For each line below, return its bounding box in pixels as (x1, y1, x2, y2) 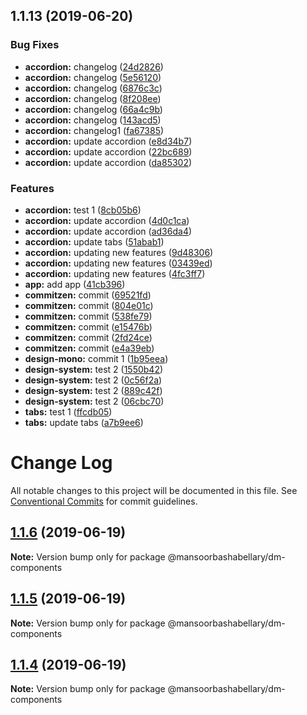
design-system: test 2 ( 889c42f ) (24, 384, 163, 396)
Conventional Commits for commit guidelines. (10, 495, 198, 507)
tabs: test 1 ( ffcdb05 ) (24, 405, 113, 418)
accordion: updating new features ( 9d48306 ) (24, 246, 214, 258)
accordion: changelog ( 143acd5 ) (24, 114, 162, 126)
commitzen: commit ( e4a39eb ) (24, 342, 155, 354)
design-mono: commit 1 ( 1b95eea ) (24, 352, 169, 364)
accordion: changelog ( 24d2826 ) (24, 60, 164, 73)
